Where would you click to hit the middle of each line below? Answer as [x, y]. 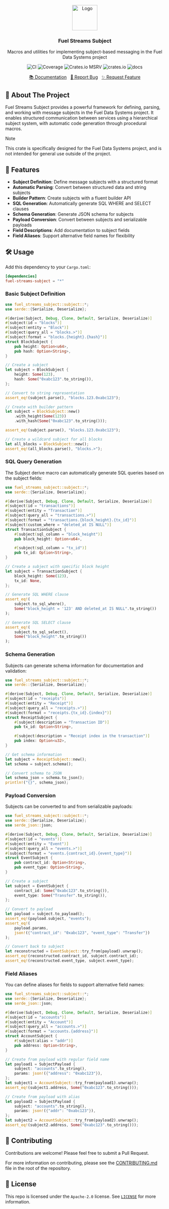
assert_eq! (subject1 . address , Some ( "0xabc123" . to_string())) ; [72, 1087]
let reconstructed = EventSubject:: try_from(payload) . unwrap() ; [74, 951]
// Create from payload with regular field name [57, 1059]
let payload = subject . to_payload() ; [45, 914]
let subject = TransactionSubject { [44, 571]
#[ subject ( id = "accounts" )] [36, 1017]
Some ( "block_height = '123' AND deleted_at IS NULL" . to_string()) [86, 609]
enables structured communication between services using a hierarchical [81, 118]
